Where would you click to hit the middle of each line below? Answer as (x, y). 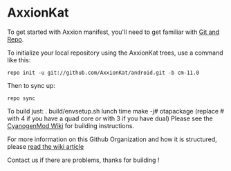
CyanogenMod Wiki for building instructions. (71, 125)
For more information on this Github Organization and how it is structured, (112, 139)
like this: (19, 60)
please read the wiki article (46, 146)
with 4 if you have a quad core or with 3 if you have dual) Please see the (110, 118)
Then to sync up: (31, 85)
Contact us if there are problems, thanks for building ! (83, 160)
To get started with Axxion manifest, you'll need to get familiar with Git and (113, 32)
